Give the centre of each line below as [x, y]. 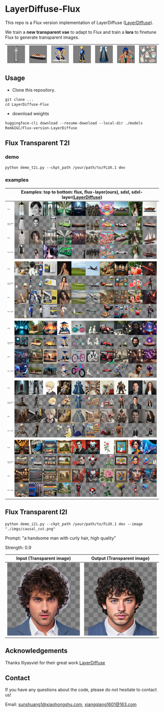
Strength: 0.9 [18, 547]
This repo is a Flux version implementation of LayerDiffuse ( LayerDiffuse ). [79, 23]
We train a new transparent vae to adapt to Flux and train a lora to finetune [81, 32]
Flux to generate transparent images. [42, 37]
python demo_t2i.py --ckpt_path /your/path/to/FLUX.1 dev [65, 168]
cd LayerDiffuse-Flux [27, 104]
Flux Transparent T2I [37, 143]
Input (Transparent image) [44, 558]
